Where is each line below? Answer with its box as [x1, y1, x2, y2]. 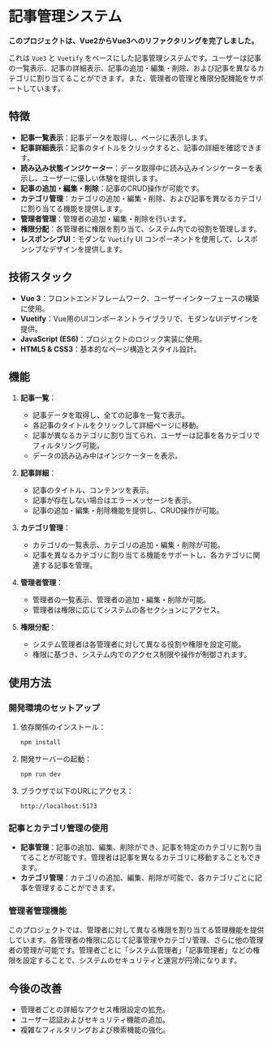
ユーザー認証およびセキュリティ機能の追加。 [19, 1015, 170, 1025]
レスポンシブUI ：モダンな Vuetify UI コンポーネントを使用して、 [19, 234, 237, 243]
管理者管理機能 [8, 906, 67, 917]
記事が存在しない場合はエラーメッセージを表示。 [32, 496, 196, 506]
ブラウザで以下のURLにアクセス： [19, 786, 134, 795]
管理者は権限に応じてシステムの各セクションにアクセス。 [32, 605, 225, 615]
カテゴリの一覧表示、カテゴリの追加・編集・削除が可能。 [32, 540, 225, 550]
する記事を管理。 [39, 561, 97, 571]
